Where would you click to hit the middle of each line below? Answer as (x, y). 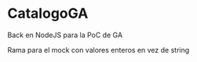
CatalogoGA (48, 14)
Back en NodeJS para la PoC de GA (65, 35)
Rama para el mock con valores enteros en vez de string (98, 50)
